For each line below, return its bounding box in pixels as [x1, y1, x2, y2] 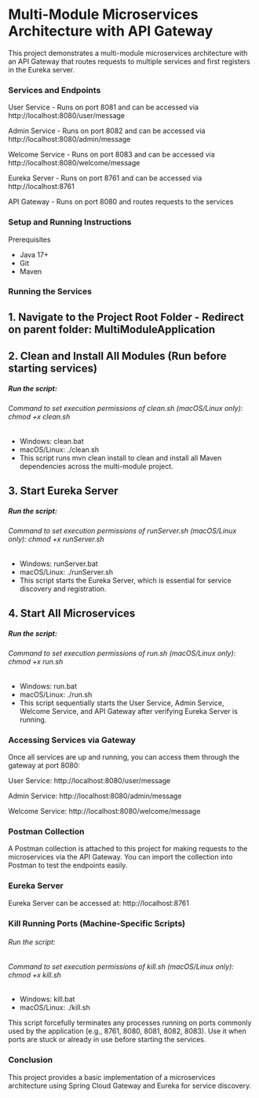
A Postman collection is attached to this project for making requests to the [8, 844, 248, 853]
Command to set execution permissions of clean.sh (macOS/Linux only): [8, 404, 243, 413]
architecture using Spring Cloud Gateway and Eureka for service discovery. [8, 1081, 252, 1090]
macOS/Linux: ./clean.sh [19, 445, 100, 454]
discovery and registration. [19, 584, 107, 593]
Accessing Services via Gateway [8, 734, 136, 745]
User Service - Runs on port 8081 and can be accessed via [8, 102, 199, 112]
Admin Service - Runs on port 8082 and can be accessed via [8, 126, 206, 135]
